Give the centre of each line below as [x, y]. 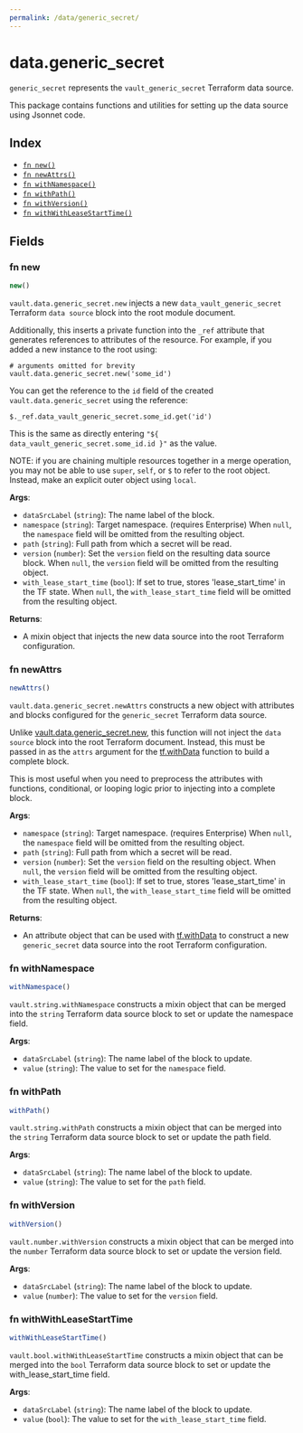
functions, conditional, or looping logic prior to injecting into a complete [142, 788]
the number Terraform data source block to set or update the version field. [146, 1251]
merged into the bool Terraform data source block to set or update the [140, 1364]
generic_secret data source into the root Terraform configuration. [145, 945]
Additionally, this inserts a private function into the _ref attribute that [137, 330]
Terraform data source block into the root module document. [123, 312]
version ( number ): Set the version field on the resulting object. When [149, 862]
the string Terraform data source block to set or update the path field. [140, 1137]
